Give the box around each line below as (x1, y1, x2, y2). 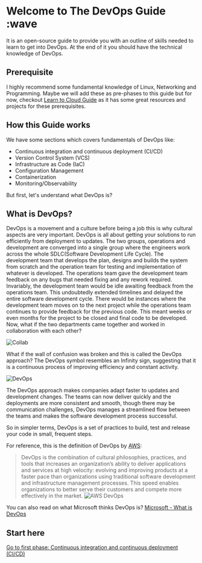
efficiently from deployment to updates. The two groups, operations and (6, 237, 186, 245)
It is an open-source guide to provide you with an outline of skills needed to (6, 37, 194, 44)
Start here (6, 527, 45, 538)
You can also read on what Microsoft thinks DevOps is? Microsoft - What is (6, 504, 193, 511)
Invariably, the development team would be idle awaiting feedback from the (6, 282, 194, 290)
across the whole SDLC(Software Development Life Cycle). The (6, 250, 164, 257)
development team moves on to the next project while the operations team (6, 301, 191, 309)
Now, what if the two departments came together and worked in (6, 321, 165, 328)
